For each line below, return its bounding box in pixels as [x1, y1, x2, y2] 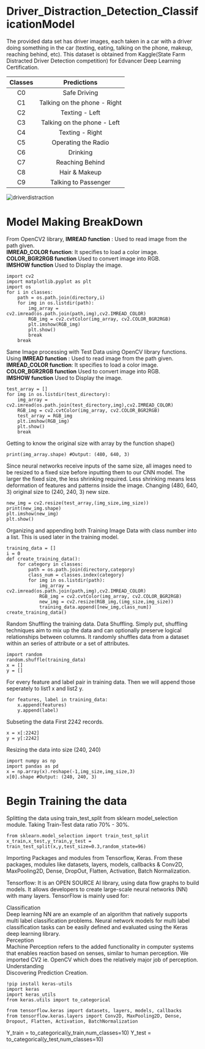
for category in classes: [17, 561, 84, 567]
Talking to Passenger [50, 177, 111, 186]
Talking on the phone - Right [39, 98, 122, 106]
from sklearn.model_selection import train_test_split [6, 832, 149, 839]
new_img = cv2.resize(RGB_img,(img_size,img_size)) [39, 599, 174, 605]
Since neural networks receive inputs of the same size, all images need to [6, 462, 192, 469]
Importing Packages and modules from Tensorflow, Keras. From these [6, 854, 182, 861]
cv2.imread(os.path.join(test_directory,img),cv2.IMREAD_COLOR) [6, 402, 174, 408]
